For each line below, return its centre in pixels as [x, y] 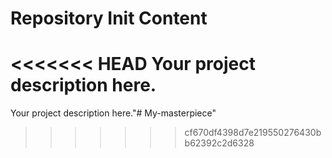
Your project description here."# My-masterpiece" [113, 113]
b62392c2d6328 [219, 143]
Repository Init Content [109, 18]
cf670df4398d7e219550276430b [253, 133]
